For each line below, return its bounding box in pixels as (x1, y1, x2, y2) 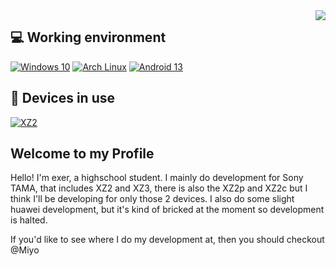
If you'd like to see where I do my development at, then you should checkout (10, 234, 325, 246)
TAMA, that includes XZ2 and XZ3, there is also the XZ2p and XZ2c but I (10, 182, 308, 194)
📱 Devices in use (10, 90, 116, 107)
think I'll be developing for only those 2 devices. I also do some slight (10, 193, 295, 205)
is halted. (10, 214, 48, 226)
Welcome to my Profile (10, 145, 155, 163)
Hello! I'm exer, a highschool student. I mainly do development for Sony (10, 172, 304, 184)
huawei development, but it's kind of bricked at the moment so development (10, 204, 325, 216)
